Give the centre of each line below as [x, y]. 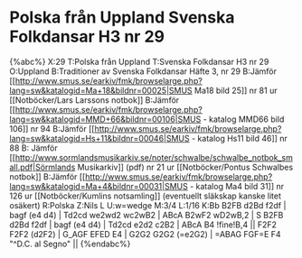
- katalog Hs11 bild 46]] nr [239, 138]
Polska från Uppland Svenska [122, 18]
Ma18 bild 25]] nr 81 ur [236, 90]
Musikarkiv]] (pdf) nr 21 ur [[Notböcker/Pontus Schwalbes [185, 167]
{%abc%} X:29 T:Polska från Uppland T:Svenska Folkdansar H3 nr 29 [139, 61]
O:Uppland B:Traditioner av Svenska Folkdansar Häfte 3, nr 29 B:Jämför [143, 71]
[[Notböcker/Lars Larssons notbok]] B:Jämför [94, 100]
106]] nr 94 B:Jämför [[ [52, 128]
